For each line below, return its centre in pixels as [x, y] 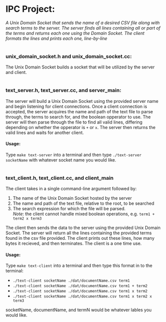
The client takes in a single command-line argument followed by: [71, 189]
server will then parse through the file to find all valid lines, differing [74, 122]
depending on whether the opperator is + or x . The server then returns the [81, 127]
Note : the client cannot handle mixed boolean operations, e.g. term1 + [83, 214]
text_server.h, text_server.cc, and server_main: [64, 91]
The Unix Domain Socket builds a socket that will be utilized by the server [80, 67]
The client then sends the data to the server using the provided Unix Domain [83, 228]
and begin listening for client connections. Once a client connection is [76, 106]
